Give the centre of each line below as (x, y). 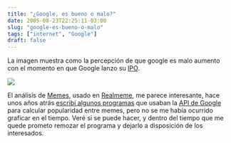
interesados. (26, 133)
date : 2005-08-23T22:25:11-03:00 (57, 21)
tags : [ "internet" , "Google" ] (52, 34)
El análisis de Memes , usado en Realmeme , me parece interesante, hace (114, 95)
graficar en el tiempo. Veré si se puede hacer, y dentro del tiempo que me (115, 118)
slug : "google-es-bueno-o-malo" (55, 27)
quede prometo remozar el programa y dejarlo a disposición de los (105, 126)
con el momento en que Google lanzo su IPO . (74, 68)
